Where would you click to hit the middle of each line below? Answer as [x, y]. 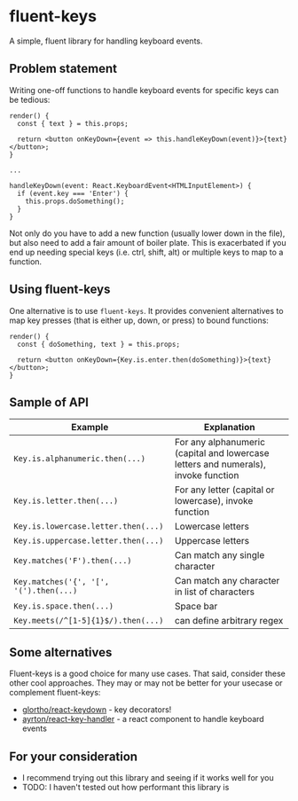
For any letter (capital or [224, 490]
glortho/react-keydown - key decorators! [97, 710]
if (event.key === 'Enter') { [73, 193]
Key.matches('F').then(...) [73, 561]
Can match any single [220, 555]
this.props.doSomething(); [75, 201]
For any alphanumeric [220, 443]
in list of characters [215, 592]
